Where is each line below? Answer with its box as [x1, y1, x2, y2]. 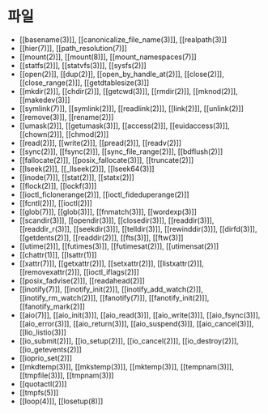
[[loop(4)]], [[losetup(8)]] [19, 396, 104, 406]
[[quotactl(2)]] [19, 378, 67, 389]
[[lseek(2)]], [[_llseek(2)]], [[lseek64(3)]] [19, 164, 155, 173]
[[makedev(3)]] [19, 95, 70, 105]
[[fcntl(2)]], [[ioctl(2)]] [19, 198, 92, 207]
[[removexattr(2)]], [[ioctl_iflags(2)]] [19, 267, 139, 276]
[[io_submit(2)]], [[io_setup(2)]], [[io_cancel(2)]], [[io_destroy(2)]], [19, 335, 240, 345]
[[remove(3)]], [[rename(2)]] [19, 112, 114, 122]
